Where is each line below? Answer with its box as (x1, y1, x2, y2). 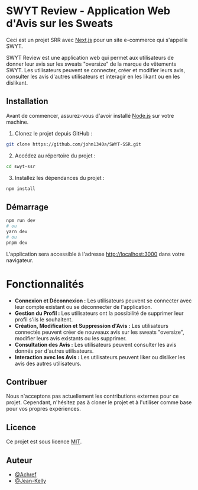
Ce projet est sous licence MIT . (6, 438, 82, 445)
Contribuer (6, 377, 47, 387)
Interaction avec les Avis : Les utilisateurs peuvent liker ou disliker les (14, 353, 186, 360)
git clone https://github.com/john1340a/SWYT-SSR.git (6, 141, 142, 147)
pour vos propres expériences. (6, 405, 81, 412)
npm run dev (6, 218, 35, 224)
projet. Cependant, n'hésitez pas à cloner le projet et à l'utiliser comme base (6, 399, 192, 406)
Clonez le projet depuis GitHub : (14, 130, 93, 137)
